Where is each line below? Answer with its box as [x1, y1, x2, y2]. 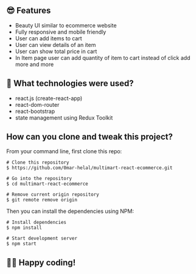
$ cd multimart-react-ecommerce [6, 181, 88, 187]
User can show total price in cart [15, 48, 97, 55]
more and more [15, 60, 54, 68]
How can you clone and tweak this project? [6, 132, 173, 142]
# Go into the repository [6, 176, 72, 182]
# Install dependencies [6, 220, 67, 226]
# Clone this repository [6, 159, 69, 166]
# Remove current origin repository [6, 192, 99, 198]
